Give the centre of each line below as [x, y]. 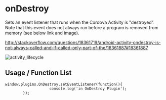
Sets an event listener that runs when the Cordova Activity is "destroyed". [80, 22]
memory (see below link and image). [42, 33]
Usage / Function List [38, 73]
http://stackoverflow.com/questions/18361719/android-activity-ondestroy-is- [83, 42]
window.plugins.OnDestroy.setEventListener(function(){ [64, 84]
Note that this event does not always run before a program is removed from [82, 27]
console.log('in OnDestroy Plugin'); [88, 89]
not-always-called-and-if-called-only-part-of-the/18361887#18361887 [77, 48]
